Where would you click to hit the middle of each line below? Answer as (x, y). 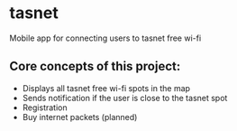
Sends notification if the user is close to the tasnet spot (125, 98)
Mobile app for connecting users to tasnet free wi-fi (105, 38)
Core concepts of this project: (95, 66)
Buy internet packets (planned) (80, 117)
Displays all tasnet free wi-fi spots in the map (106, 88)
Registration (45, 108)
